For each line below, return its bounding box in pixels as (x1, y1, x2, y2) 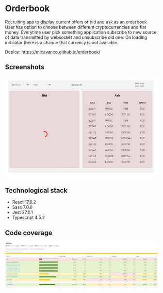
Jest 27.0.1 (12, 210, 33, 215)
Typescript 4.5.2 (12, 214, 45, 221)
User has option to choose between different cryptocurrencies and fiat (5, 24, 147, 30)
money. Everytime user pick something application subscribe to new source (5, 29, 157, 35)
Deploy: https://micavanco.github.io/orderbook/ (5, 49, 100, 55)
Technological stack (5, 186, 68, 195)
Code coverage (5, 228, 52, 237)
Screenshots (5, 63, 45, 71)
